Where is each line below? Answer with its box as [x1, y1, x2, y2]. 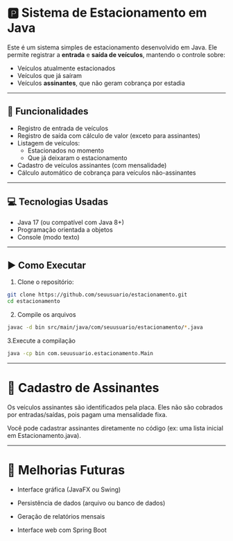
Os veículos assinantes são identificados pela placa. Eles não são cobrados [7, 402, 223, 411]
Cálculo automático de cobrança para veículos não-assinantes [17, 168, 196, 177]
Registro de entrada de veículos [17, 124, 109, 132]
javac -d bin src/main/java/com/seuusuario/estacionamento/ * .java [7, 324, 203, 331]
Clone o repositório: [17, 278, 74, 286]
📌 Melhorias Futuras [7, 462, 126, 478]
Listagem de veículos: [17, 139, 80, 147]
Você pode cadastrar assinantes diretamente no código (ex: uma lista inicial [7, 423, 224, 432]
